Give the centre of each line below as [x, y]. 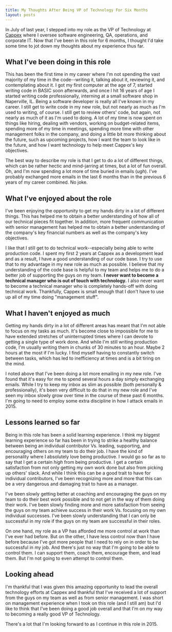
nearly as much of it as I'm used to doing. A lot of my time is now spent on [84, 118]
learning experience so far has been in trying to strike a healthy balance [81, 440]
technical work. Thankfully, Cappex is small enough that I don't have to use [85, 292]
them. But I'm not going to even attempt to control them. [65, 558]
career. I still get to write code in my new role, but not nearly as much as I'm [85, 107]
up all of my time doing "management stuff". [52, 297]
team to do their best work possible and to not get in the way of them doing [85, 499]
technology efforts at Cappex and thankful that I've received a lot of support [86, 592]
